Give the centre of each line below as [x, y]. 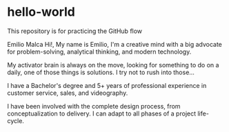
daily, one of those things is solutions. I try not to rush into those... [101, 72]
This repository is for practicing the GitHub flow [75, 31]
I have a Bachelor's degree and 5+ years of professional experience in [107, 85]
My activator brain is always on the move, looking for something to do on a [113, 65]
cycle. [16, 120]
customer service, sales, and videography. [68, 93]
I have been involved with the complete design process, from [94, 106]
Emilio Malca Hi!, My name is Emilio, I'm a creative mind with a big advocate [115, 44]
